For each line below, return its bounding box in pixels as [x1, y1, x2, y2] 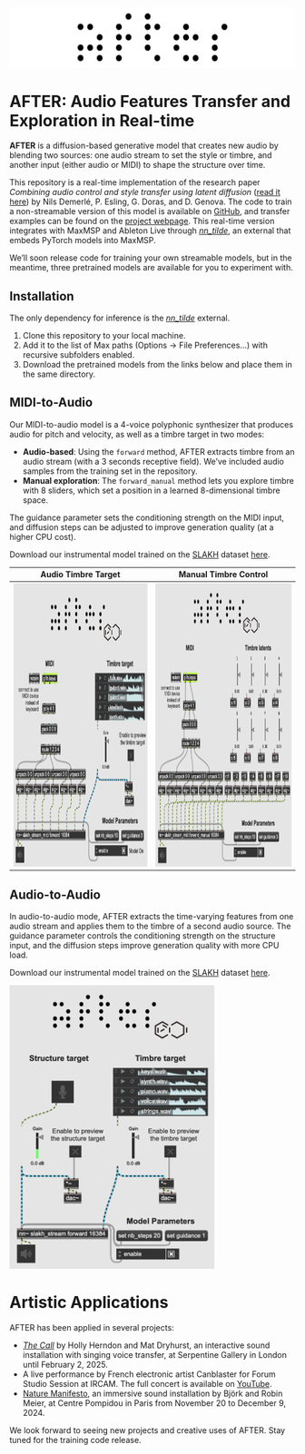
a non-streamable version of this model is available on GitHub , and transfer [9, 206, 290, 217]
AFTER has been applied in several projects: [9, 1321, 174, 1332]
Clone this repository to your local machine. [22, 330, 186, 341]
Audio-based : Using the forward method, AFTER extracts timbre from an [22, 446, 295, 457]
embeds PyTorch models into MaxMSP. [9, 235, 156, 246]
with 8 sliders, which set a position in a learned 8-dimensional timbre [22, 485, 280, 496]
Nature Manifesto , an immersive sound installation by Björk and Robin [22, 1388, 283, 1399]
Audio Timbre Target [40, 569, 121, 580]
